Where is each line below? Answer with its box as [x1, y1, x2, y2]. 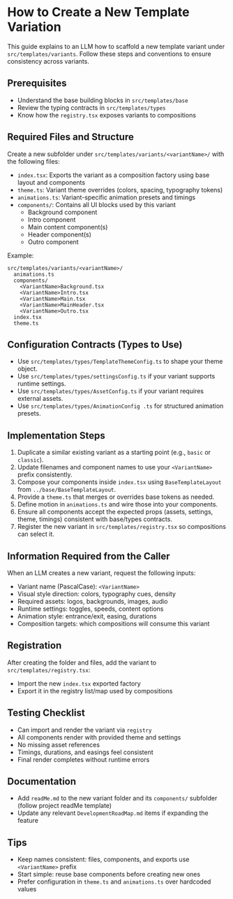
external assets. [17, 395, 63, 403]
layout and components [17, 178, 86, 186]
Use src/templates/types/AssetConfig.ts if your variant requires [17, 387, 204, 395]
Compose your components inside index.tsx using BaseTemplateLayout [17, 478, 222, 486]
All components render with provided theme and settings [17, 732, 181, 742]
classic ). [17, 455, 44, 464]
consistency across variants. [7, 57, 89, 65]
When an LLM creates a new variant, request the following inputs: [7, 569, 196, 577]
